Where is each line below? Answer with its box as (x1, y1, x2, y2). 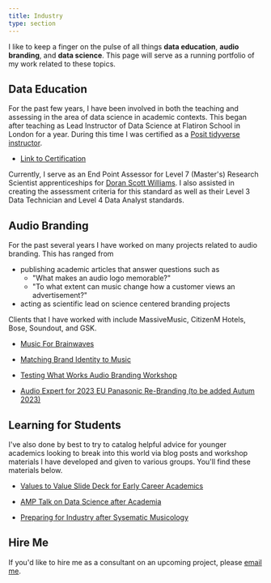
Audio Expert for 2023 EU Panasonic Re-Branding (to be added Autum (19, 386, 255, 396)
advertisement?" (32, 291, 87, 300)
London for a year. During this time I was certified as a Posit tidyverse (8, 130, 240, 139)
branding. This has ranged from (8, 249, 114, 259)
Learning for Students (8, 418, 121, 432)
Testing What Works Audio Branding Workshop (19, 370, 178, 381)
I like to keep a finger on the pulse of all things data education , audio (8, 41, 239, 51)
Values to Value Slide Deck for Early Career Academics (19, 481, 204, 491)
